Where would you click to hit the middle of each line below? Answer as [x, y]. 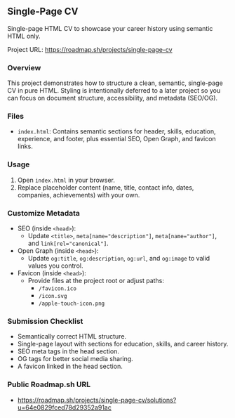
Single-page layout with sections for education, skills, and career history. [123, 344]
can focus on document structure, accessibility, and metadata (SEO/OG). [113, 98]
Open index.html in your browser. [66, 180]
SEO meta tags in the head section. [68, 351]
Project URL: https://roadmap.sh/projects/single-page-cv [90, 49]
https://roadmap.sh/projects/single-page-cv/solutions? [97, 400]
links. [25, 146]
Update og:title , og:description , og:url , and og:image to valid [119, 258]
